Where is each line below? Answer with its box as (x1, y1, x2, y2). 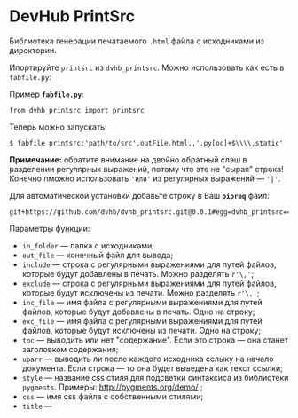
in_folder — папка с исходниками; (21, 240, 155, 250)
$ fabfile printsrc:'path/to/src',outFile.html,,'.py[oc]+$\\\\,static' (9, 138, 284, 147)
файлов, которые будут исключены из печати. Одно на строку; (21, 325, 262, 335)
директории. (9, 44, 58, 55)
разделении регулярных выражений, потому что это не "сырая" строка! (9, 163, 284, 174)
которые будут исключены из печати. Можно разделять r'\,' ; (21, 287, 260, 298)
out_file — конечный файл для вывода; (21, 249, 174, 260)
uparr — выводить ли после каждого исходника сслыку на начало (21, 353, 274, 364)
